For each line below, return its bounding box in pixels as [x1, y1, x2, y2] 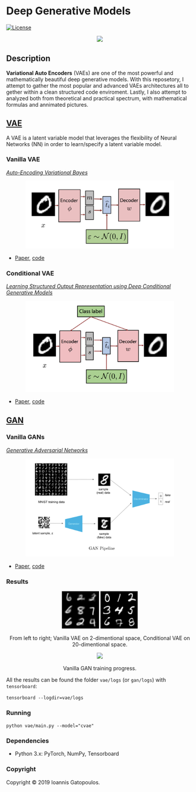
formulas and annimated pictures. [6, 101, 88, 108]
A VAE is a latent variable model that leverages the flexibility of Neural [6, 134, 177, 141]
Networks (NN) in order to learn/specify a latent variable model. [6, 140, 162, 147]
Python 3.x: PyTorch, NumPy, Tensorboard [14, 750, 119, 757]
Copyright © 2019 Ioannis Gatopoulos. [6, 778, 100, 785]
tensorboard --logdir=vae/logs [6, 695, 84, 701]
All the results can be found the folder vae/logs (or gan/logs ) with [6, 676, 166, 683]
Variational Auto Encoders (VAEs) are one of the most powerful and [6, 69, 173, 76]
